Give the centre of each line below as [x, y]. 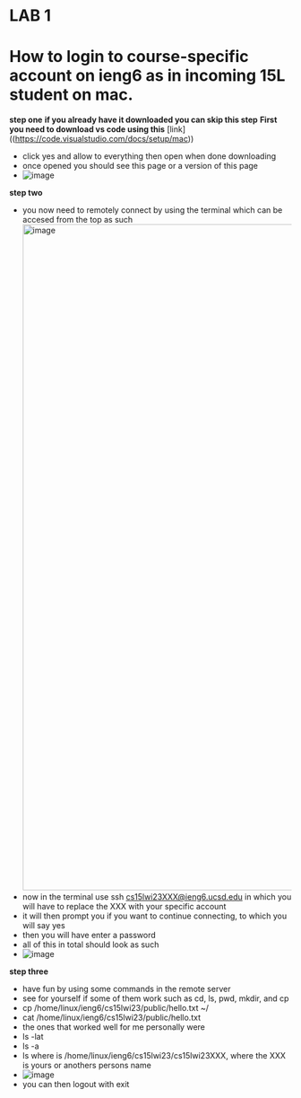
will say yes [43, 926]
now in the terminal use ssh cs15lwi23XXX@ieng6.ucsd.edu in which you [157, 897]
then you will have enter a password [89, 935]
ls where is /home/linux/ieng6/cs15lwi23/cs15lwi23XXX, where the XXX [154, 1056]
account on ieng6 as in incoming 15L [147, 76]
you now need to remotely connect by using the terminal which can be [152, 210]
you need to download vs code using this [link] [98, 129]
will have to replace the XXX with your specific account [124, 907]
